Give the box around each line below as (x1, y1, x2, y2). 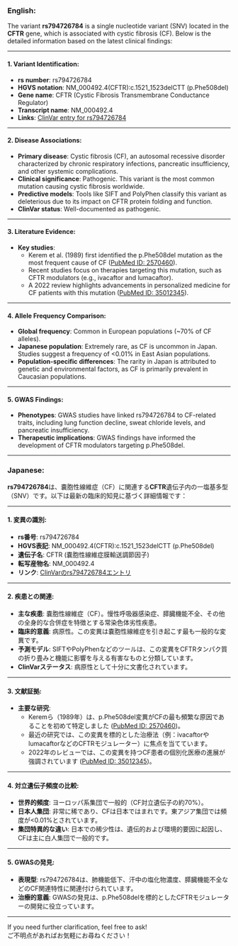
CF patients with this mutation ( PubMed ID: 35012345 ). (28, 288, 189, 296)
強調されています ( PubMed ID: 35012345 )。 (28, 757, 156, 766)
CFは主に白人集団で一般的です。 (17, 834, 113, 842)
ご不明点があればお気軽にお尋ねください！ (7, 931, 132, 940)
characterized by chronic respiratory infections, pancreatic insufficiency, (17, 159, 230, 168)
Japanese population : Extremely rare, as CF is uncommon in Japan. (17, 343, 217, 351)
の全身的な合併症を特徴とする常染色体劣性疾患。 (17, 618, 161, 627)
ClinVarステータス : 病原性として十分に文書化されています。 (17, 662, 191, 672)
